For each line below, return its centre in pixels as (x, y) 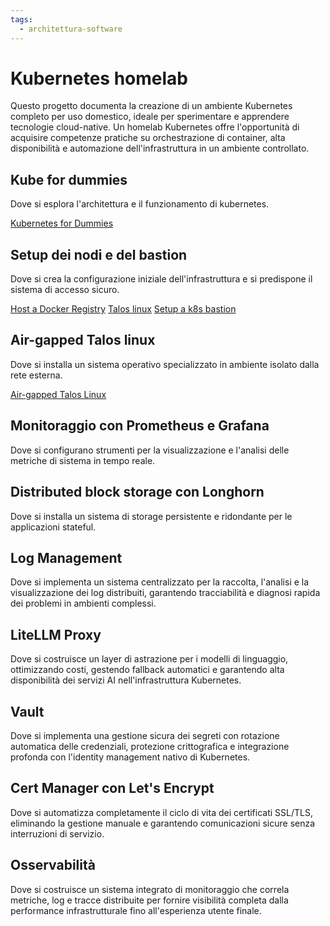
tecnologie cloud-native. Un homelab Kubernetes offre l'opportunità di (155, 127)
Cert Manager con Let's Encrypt (112, 788)
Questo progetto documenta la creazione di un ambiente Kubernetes (151, 106)
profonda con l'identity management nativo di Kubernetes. (130, 757)
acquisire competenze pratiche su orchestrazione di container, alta (148, 138)
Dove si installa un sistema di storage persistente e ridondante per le (151, 516)
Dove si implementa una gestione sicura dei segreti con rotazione (145, 735)
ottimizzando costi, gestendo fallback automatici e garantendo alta (147, 670)
